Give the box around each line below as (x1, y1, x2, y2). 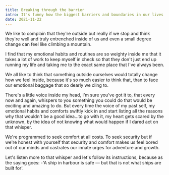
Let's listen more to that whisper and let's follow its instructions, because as (5, 154, 163, 160)
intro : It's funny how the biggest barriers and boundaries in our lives (5, 12, 164, 17)
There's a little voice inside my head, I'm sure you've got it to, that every (5, 92, 155, 98)
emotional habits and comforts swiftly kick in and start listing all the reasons (5, 108, 163, 114)
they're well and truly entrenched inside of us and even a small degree (5, 36, 151, 42)
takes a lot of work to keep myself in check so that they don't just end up (5, 56, 157, 63)
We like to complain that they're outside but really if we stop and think (5, 31, 150, 37)
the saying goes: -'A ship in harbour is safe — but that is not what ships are (5, 160, 161, 166)
